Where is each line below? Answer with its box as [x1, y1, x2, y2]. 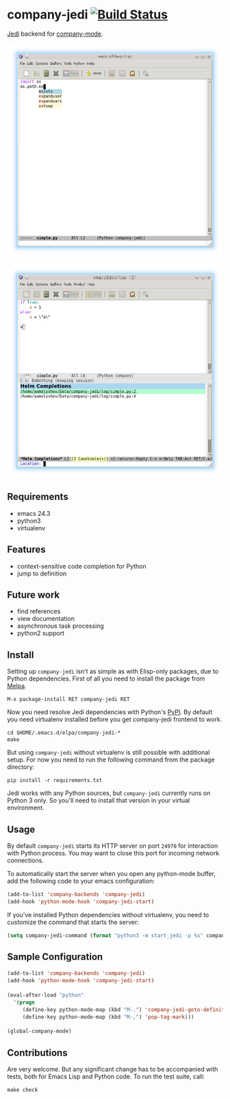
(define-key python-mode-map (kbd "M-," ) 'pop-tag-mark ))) [22, 1013, 194, 1020]
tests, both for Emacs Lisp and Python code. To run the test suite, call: [7, 1072, 205, 1080]
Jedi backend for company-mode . [7, 29, 103, 38]
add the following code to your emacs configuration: [7, 877, 155, 885]
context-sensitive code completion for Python [16, 562, 147, 570]
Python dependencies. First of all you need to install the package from [7, 674, 205, 683]
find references [16, 607, 61, 615]
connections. [7, 856, 44, 864]
